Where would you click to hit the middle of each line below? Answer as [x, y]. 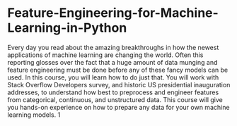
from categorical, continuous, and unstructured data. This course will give [115, 99]
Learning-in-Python [67, 28]
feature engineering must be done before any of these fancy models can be [118, 70]
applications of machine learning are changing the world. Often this [105, 55]
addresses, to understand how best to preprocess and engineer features [113, 92]
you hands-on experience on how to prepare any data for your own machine [118, 107]
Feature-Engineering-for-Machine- [113, 13]
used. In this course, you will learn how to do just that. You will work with [113, 77]
